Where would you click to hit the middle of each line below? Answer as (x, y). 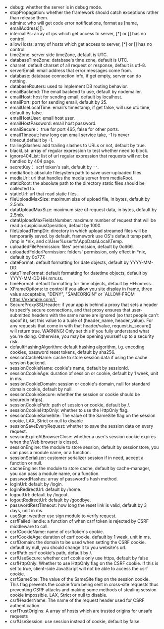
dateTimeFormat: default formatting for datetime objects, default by (79, 273)
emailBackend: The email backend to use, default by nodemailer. (76, 92)
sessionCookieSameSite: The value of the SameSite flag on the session (83, 415)
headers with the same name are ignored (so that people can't (95, 315)
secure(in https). (27, 400)
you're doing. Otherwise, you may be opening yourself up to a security (82, 336)
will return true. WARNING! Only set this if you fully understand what (80, 331)
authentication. (25, 605)
